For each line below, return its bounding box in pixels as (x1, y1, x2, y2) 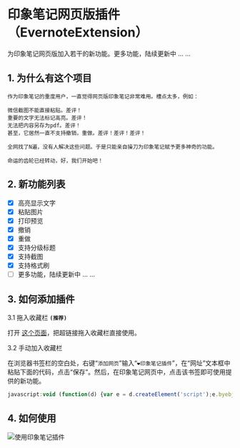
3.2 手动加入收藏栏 (7, 343, 63, 352)
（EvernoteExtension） (7, 24, 149, 41)
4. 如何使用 (7, 412, 56, 424)
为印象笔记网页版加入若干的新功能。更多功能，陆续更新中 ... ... (7, 49, 191, 58)
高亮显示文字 (17, 198, 56, 207)
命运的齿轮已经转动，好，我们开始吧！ (7, 157, 104, 164)
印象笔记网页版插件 (7, 6, 121, 23)
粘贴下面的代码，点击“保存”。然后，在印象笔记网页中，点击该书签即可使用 (7, 367, 226, 376)
